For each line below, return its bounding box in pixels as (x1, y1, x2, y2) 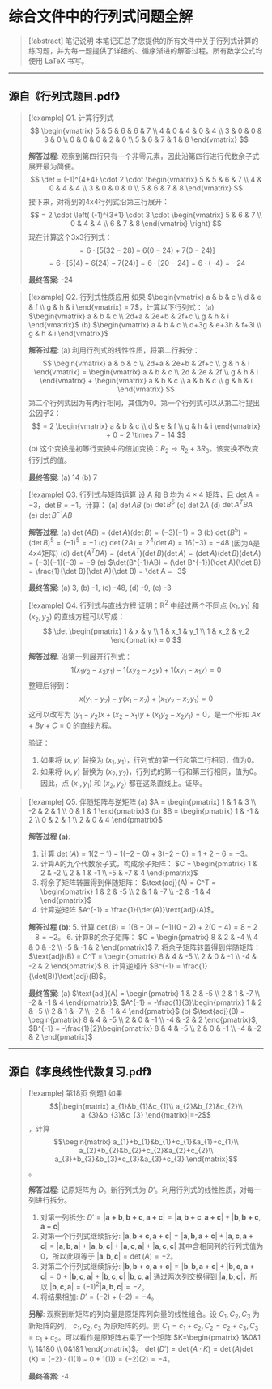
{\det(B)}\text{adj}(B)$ (28, 971, 104, 981)
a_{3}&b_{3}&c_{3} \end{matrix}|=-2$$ (80, 1109, 212, 1119)
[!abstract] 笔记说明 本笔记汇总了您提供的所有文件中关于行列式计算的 (28, 36, 259, 45)
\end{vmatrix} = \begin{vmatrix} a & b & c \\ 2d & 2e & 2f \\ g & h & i (33, 366, 259, 377)
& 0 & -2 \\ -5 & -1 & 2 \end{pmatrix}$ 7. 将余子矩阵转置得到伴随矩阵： (28, 942, 261, 952)
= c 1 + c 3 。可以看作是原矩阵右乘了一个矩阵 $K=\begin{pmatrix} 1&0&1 (28, 1332, 261, 1344)
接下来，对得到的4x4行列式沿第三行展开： (28, 196, 170, 207)
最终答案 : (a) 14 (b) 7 (28, 472, 98, 482)
